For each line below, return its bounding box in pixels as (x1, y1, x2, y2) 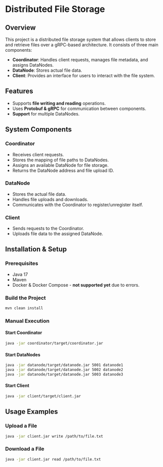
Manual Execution (5, 317, 50, 324)
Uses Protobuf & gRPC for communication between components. (12, 106, 147, 112)
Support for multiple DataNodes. (12, 111, 80, 117)
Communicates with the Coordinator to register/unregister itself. (12, 202, 143, 208)
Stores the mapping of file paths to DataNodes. (12, 157, 109, 163)
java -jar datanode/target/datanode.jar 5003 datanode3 (5, 372, 123, 377)
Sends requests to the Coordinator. (12, 226, 84, 232)
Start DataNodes (5, 351, 41, 357)
